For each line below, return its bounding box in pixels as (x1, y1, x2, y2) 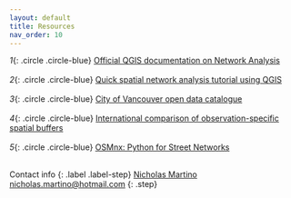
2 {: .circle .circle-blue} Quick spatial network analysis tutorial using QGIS (9, 74, 282, 85)
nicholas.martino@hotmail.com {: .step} (9, 179, 157, 190)
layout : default (9, 13, 71, 23)
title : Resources (9, 22, 75, 31)
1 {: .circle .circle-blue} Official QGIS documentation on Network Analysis (9, 55, 280, 66)
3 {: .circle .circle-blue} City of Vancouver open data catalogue (9, 94, 243, 104)
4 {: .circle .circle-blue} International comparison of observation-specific (9, 113, 280, 124)
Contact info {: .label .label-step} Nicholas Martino (9, 169, 197, 180)
